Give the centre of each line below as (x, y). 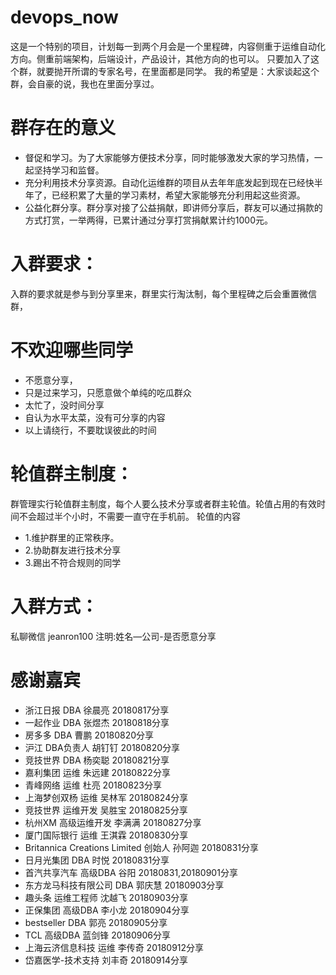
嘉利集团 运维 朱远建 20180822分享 (97, 772)
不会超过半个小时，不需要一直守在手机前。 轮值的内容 (129, 516)
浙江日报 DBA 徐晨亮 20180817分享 (97, 710)
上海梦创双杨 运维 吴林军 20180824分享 (106, 797)
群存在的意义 (63, 128)
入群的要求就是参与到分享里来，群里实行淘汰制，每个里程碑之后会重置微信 (163, 293)
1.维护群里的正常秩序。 (72, 537)
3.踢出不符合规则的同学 (73, 562)
